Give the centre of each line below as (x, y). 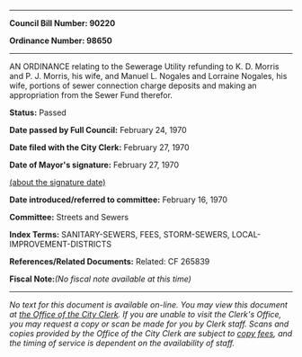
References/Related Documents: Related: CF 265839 (110, 261)
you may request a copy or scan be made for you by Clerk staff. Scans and (149, 324)
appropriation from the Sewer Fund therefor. (91, 95)
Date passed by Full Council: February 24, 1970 (98, 130)
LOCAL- (247, 234)
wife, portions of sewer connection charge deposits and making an (133, 85)
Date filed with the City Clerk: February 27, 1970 (100, 147)
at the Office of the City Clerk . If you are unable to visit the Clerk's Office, (146, 314)
